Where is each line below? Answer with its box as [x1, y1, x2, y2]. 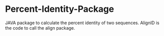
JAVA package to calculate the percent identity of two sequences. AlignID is [5, 20, 160, 26]
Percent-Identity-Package [5, 3, 114, 15]
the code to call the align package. [5, 25, 75, 31]
